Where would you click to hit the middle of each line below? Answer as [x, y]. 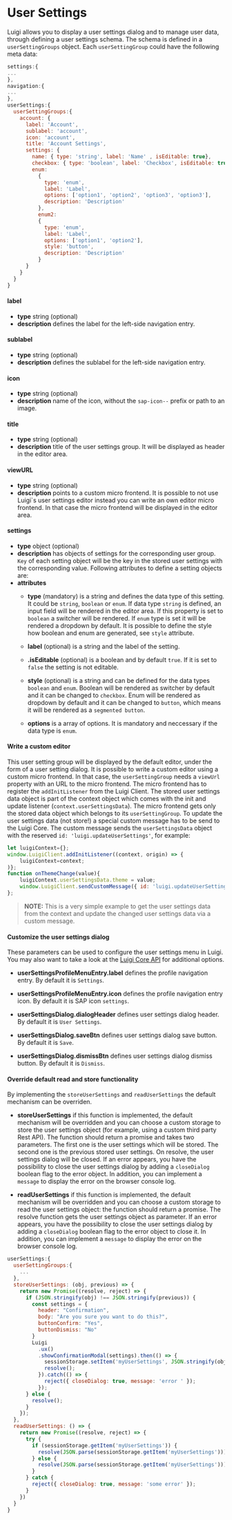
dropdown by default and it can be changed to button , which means [124, 702]
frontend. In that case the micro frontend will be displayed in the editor [117, 507]
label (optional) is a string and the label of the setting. [104, 646]
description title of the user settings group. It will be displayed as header [121, 447]
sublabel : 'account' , [57, 131]
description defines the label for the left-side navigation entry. [106, 324]
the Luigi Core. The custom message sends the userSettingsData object [110, 827]
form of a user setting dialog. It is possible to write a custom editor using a [113, 769]
